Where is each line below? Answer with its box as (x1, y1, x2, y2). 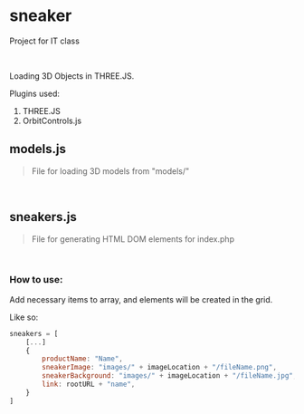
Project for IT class (9, 35, 80, 46)
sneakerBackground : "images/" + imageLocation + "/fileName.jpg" (42, 371, 294, 380)
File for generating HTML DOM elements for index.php (31, 233, 235, 245)
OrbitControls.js (22, 115, 82, 126)
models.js (9, 141, 66, 157)
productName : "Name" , (42, 354, 124, 363)
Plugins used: (9, 88, 61, 99)
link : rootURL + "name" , (42, 380, 136, 390)
